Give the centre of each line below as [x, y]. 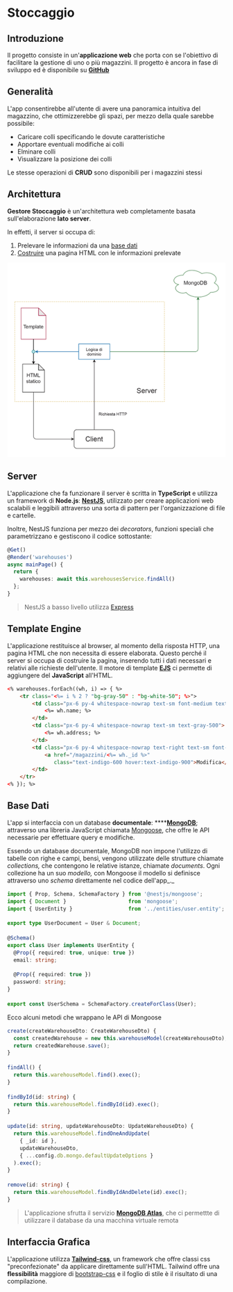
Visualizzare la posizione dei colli [64, 159]
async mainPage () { [35, 565]
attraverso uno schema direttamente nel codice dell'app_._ [91, 880]
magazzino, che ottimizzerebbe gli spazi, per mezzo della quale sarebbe [111, 115]
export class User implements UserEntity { [71, 945]
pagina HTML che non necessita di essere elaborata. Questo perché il [107, 653]
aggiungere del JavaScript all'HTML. [60, 675]
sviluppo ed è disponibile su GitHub [58, 70]
